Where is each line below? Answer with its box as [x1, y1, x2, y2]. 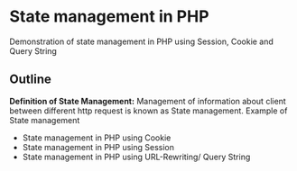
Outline [9, 72, 51, 87]
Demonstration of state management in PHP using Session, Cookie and [9, 36, 274, 47]
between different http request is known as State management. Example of [9, 105, 288, 116]
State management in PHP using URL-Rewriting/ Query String [22, 151, 251, 162]
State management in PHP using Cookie [22, 132, 172, 143]
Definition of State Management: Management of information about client [9, 95, 286, 106]
